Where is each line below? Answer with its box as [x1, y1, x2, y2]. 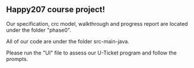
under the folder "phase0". [6, 26, 71, 33]
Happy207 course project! [6, 5, 106, 15]
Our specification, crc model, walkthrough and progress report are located [6, 20, 188, 27]
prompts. [6, 55, 28, 62]
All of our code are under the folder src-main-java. [6, 38, 129, 45]
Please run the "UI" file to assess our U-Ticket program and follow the [6, 49, 177, 56]
